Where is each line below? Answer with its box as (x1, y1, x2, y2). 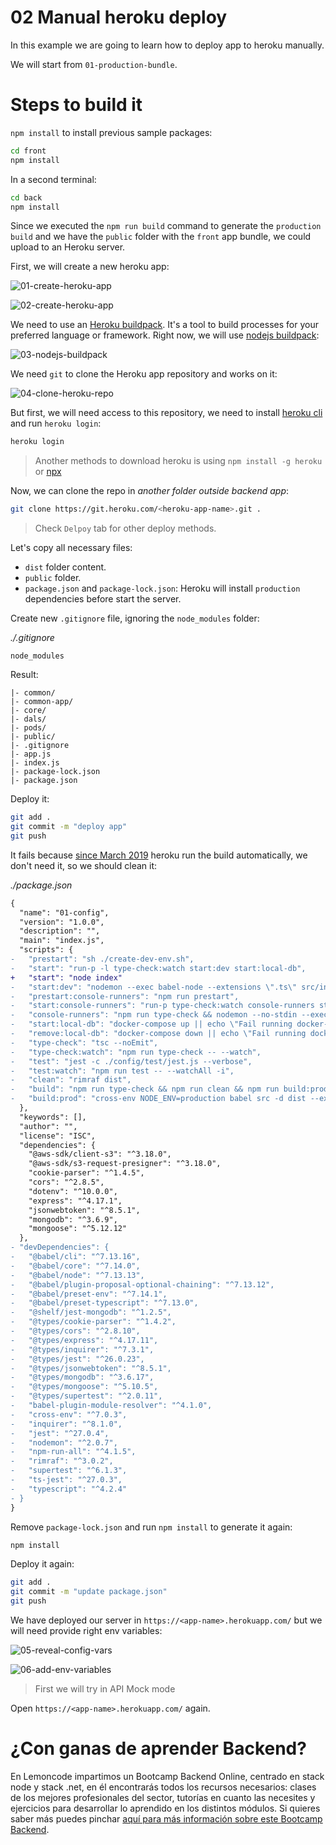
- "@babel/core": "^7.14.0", (10, 1261, 141, 1271)
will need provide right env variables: (10, 1625, 163, 1636)
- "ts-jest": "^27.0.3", (10, 1475, 123, 1485)
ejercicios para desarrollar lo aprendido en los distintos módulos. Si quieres (10, 1802, 321, 1814)
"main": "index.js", (19, 936, 105, 946)
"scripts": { (19, 945, 74, 955)
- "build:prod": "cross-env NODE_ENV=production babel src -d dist (10, 1094, 307, 1104)
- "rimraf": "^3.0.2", (10, 1456, 114, 1466)
